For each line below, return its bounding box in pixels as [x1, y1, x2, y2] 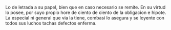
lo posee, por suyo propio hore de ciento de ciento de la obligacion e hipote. [5, 9, 166, 15]
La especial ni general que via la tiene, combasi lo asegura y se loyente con [5, 15, 165, 20]
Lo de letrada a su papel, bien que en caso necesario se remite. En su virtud [5, 4, 166, 10]
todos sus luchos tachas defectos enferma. [5, 20, 97, 26]
